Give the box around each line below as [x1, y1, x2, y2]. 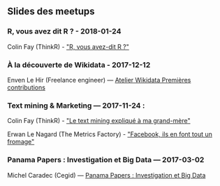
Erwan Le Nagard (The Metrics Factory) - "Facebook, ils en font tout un [7, 130, 213, 138]
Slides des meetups [7, 6, 96, 17]
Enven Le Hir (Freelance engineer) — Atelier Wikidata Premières [7, 76, 191, 84]
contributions [7, 83, 45, 92]
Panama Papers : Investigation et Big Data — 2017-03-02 [7, 155, 205, 165]
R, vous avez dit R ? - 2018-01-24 [7, 27, 122, 36]
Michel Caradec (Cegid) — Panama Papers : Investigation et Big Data [7, 171, 206, 179]
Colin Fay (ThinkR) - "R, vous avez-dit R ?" [7, 42, 129, 51]
